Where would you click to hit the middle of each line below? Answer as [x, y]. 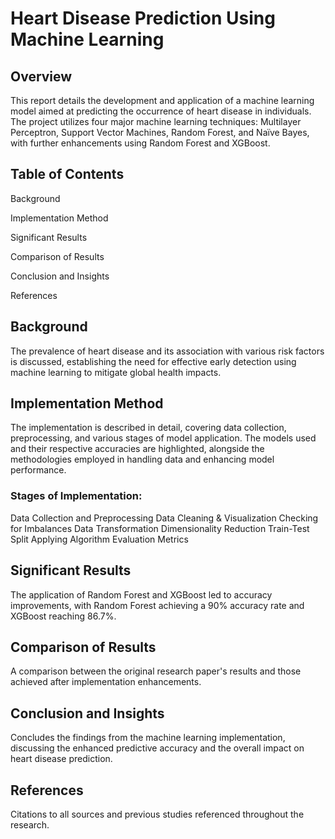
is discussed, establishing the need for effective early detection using [153, 361]
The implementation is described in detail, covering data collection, [148, 428]
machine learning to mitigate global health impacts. [116, 372]
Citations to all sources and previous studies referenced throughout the [157, 814]
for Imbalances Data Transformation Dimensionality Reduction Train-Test [160, 528]
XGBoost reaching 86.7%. [63, 616]
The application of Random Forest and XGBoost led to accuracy [141, 594]
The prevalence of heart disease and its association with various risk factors [167, 351]
